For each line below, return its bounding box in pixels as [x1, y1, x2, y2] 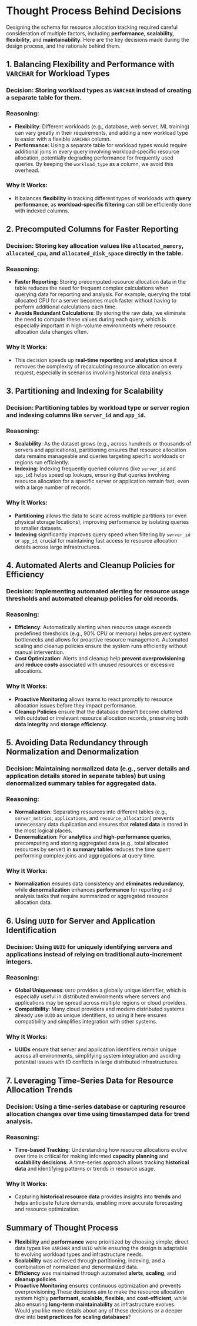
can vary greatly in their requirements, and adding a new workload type [14, 129, 188, 136]
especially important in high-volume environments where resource [14, 322, 176, 329]
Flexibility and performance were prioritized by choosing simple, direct [14, 1238, 189, 1245]
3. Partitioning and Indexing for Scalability [6, 386, 163, 396]
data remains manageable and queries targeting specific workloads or [14, 453, 185, 460]
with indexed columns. [14, 207, 69, 214]
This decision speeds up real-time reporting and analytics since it [14, 356, 177, 363]
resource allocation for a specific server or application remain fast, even [14, 478, 189, 485]
